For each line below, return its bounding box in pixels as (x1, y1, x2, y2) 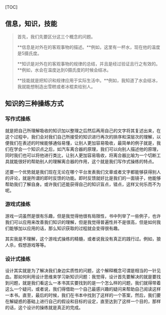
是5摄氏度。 (17, 50, 42, 56)
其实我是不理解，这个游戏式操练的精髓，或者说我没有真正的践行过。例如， (5, 236, 157, 242)
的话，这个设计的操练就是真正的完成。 (5, 305, 83, 311)
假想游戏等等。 (18, 242, 48, 248)
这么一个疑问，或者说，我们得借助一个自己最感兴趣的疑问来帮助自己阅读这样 (5, 286, 161, 292)
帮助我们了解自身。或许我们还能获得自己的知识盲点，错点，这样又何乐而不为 (5, 181, 161, 187)
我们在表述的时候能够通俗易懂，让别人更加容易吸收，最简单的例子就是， (9, 140, 157, 146)
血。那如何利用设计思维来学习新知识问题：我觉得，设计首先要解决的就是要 (5, 274, 157, 280)
